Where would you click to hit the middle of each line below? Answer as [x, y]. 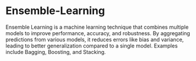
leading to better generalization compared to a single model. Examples [92, 46]
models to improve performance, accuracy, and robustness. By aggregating [98, 33]
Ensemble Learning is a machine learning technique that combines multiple [97, 27]
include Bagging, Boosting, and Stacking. [56, 52]
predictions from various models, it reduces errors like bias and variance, [95, 39]
